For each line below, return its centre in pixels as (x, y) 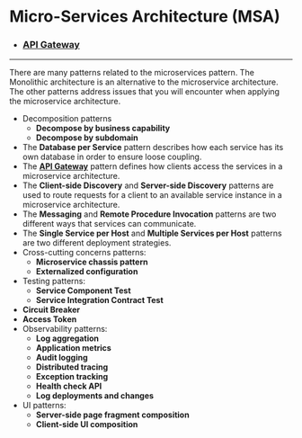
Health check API (69, 386)
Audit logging (62, 358)
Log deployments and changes (95, 396)
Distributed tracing (72, 367)
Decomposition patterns (67, 119)
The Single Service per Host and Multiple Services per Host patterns (152, 233)
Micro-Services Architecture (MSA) (145, 17)
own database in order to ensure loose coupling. (112, 157)
